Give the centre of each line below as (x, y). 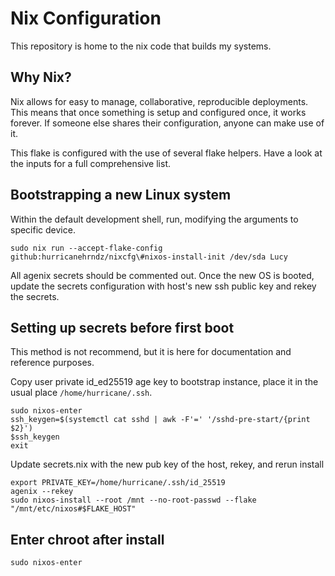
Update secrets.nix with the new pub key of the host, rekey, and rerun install (167, 464)
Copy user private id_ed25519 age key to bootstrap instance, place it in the (164, 382)
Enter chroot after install (87, 539)
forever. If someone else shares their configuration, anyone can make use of (167, 123)
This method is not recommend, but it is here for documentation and (151, 352)
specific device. (43, 229)
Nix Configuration (86, 18)
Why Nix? (41, 77)
